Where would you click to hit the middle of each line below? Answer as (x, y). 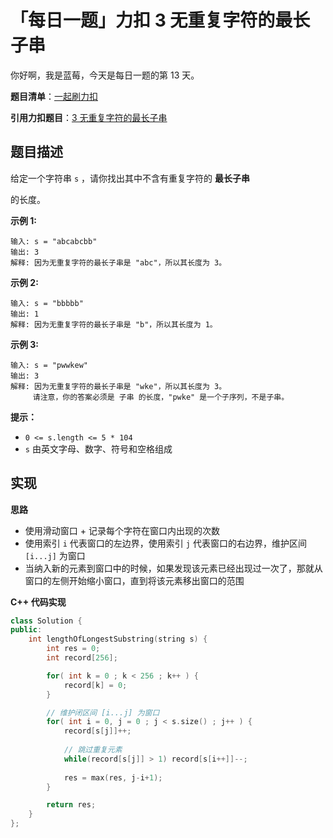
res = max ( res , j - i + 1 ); (113, 777)
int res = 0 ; (73, 649)
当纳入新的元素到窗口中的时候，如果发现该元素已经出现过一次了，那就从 (173, 568)
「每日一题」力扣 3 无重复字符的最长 (160, 20)
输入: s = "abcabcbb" (54, 241)
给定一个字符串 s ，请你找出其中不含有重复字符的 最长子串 (130, 178)
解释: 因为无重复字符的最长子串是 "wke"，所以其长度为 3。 (118, 386)
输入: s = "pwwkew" (49, 365)
